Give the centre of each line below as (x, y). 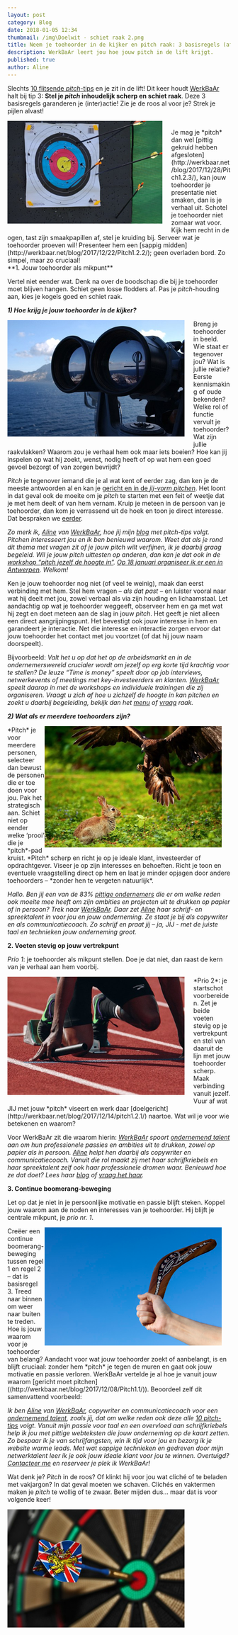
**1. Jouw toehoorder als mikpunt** (60, 267)
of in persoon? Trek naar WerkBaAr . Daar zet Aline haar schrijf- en (105, 909)
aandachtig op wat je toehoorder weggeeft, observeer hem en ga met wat (115, 606)
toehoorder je (191, 185)
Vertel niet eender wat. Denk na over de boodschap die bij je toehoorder (113, 281)
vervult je (207, 422)
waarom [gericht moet (40, 1381)
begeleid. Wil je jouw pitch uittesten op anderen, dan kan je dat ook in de (114, 554)
